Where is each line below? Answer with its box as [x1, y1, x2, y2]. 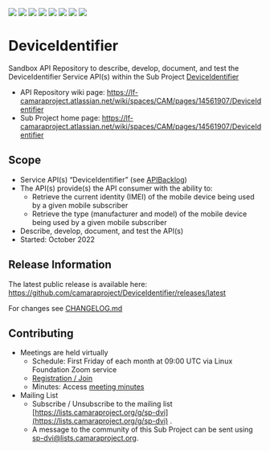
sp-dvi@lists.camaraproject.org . [31, 433, 139, 443]
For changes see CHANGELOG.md [8, 303, 123, 313]
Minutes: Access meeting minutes [31, 382, 145, 392]
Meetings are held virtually [19, 348, 108, 358]
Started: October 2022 [19, 234, 95, 244]
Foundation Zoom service [31, 365, 117, 375]
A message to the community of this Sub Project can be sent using [31, 424, 253, 434]
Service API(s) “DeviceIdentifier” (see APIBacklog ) [19, 174, 187, 184]
